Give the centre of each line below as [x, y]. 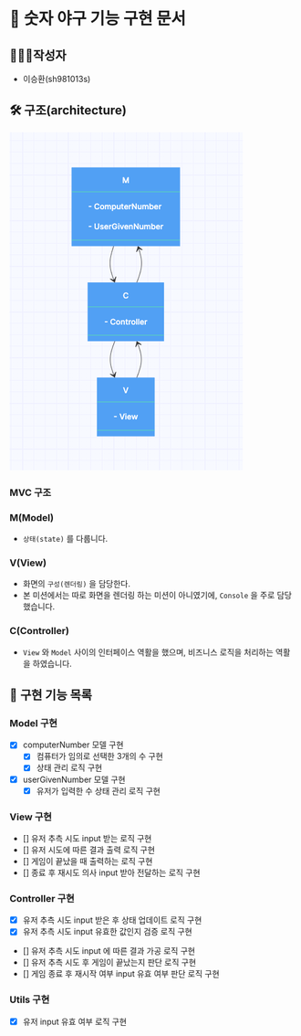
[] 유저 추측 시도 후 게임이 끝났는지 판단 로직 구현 [109, 962]
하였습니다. [52, 663]
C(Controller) [40, 631]
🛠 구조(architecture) [68, 111]
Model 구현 [33, 723]
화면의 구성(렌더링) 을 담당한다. [76, 584]
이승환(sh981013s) [57, 79]
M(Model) [32, 517]
